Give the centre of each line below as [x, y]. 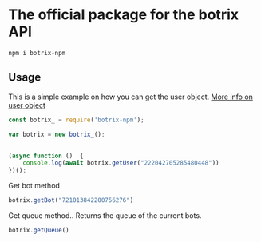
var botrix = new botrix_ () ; [57, 134]
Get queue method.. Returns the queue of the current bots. [105, 216]
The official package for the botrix [124, 15]
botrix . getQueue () [39, 230]
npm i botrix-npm [37, 53]
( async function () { [46, 156]
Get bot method [34, 186]
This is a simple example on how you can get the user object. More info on [131, 97]
